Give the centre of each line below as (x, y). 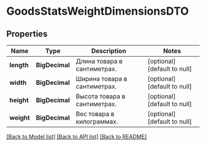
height (19, 100)
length (19, 65)
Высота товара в (101, 96)
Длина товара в (99, 61)
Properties (27, 34)
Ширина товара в (101, 79)
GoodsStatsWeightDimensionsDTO (97, 11)
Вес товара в (95, 114)
